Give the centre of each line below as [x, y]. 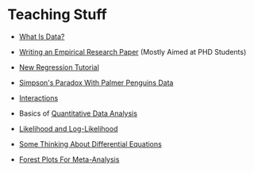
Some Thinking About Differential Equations [90, 143]
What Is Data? [42, 36]
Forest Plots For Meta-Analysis [69, 159]
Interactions [38, 97]
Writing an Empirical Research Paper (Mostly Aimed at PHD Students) [133, 52]
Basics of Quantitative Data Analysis [78, 113]
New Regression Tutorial [59, 67]
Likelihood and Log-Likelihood [68, 128]
